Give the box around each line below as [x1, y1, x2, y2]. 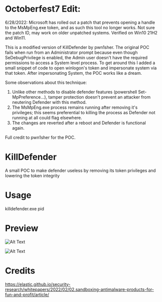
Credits [5, 265, 35, 276]
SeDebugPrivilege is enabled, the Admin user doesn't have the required [5, 54, 148, 60]
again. [12, 125, 25, 131]
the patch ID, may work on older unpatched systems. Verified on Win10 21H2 [5, 30, 158, 35]
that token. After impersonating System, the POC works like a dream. [5, 70, 142, 76]
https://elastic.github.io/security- [5, 281, 71, 287]
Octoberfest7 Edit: [5, 3, 81, 15]
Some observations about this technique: [5, 79, 87, 85]
